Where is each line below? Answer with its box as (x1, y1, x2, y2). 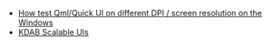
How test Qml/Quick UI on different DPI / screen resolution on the (17, 8, 263, 18)
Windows (17, 17, 53, 28)
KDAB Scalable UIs (17, 27, 89, 37)
